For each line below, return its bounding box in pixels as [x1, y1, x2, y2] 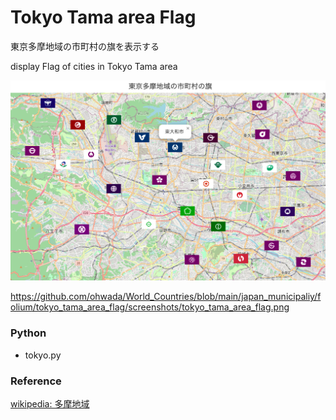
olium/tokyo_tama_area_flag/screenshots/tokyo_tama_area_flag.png [10, 301, 290, 313]
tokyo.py [24, 349, 62, 361]
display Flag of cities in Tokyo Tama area [10, 60, 178, 72]
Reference [10, 374, 62, 388]
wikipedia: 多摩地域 [10, 397, 90, 410]
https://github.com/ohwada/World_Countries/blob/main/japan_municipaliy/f [10, 291, 322, 303]
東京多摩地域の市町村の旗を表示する [10, 40, 160, 52]
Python [10, 326, 47, 340]
